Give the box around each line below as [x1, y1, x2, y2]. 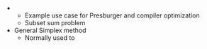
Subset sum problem [24, 19, 86, 27]
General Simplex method [13, 26, 86, 34]
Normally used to [24, 34, 75, 42]
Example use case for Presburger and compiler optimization [24, 11, 200, 20]
